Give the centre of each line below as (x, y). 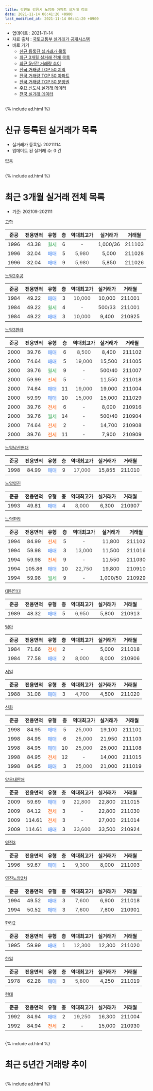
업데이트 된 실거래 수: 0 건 (37, 151)
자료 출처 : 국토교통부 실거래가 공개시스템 (51, 39)
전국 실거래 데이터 (36, 94)
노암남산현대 (17, 448)
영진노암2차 (16, 878)
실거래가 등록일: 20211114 (36, 145)
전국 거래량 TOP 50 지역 (42, 70)
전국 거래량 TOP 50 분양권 (44, 82)
